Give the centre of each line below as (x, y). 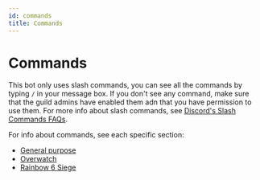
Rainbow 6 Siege (48, 168)
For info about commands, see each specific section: (96, 135)
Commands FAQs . (38, 119)
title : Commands (35, 23)
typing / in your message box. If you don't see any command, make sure (129, 94)
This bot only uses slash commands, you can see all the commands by (126, 85)
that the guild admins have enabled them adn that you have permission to (130, 102)
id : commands (30, 16)
